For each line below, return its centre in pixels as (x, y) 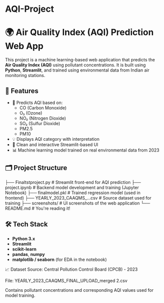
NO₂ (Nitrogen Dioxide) (43, 118)
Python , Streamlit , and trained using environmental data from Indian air (77, 70)
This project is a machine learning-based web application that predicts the (80, 60)
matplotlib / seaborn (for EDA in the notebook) (59, 259)
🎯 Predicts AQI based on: (37, 102)
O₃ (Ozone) (31, 113)
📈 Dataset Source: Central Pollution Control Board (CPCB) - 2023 (71, 269)
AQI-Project (30, 9)
